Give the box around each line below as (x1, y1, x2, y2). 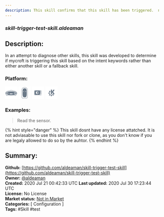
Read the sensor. (17, 117, 51, 123)
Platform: (5, 75, 28, 82)
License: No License (5, 191, 47, 196)
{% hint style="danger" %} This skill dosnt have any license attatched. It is (5, 127, 155, 133)
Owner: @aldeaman (5, 175, 45, 181)
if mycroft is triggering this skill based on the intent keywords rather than (5, 58, 151, 64)
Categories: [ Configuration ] (5, 201, 64, 207)
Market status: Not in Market (5, 195, 64, 201)
